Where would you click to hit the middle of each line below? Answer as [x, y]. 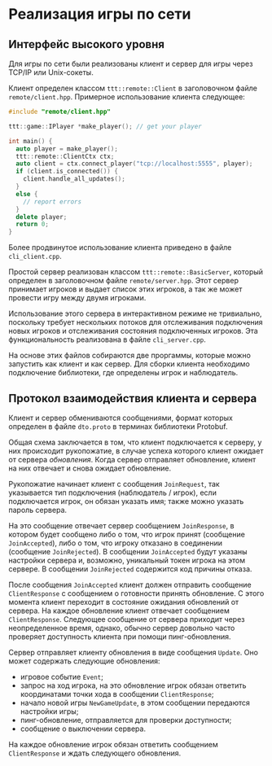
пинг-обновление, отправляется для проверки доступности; [126, 720]
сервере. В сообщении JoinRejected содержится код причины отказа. [130, 569]
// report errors [53, 201]
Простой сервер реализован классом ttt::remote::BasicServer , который [136, 272]
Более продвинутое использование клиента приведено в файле [120, 247]
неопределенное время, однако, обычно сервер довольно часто [122, 628]
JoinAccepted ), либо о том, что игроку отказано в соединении [115, 543]
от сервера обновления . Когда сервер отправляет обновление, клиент [132, 459]
